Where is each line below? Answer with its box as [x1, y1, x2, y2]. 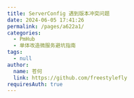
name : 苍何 [13, 68, 43, 75]
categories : [7, 29, 41, 37]
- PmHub [13, 36, 36, 43]
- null [13, 55, 32, 62]
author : [7, 61, 30, 68]
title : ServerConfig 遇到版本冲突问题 [7, 10, 110, 17]
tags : [7, 49, 23, 56]
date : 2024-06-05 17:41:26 [7, 17, 85, 23]
